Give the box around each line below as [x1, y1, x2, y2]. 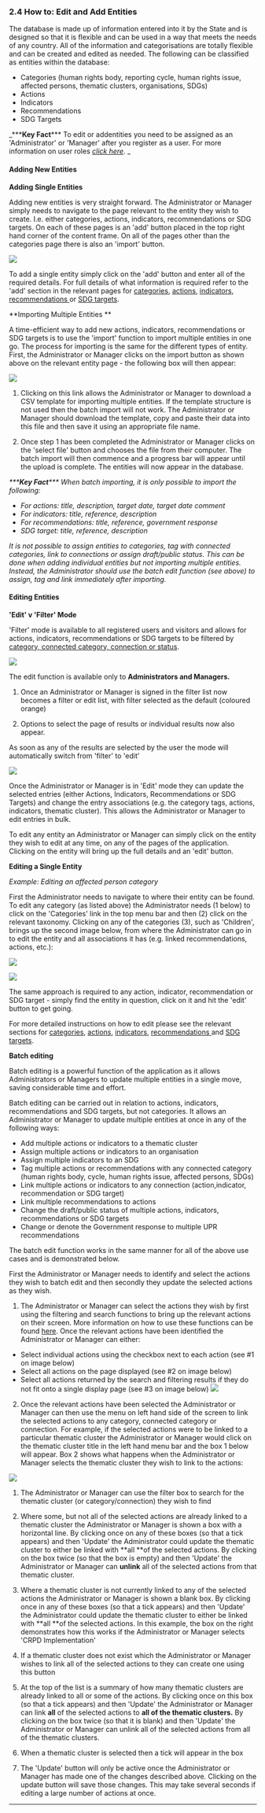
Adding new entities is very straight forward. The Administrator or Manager [9, 197, 252, 207]
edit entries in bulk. [9, 814, 72, 824]
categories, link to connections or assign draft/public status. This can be [9, 549, 245, 558]
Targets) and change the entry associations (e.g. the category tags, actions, [9, 798, 255, 807]
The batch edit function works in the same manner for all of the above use [9, 1245, 249, 1255]
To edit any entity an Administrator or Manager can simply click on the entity [9, 829, 256, 839]
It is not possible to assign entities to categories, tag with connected [9, 541, 231, 551]
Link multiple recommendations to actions [20, 1196, 156, 1206]
